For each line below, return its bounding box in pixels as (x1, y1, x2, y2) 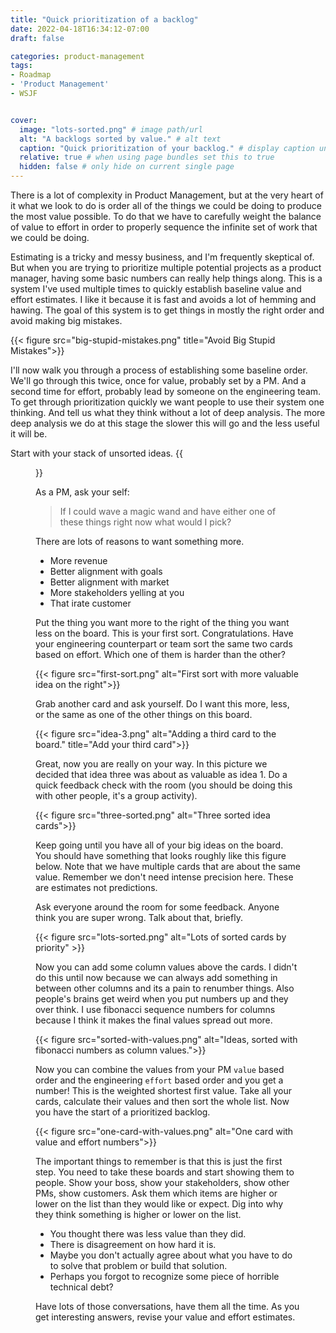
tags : (10, 61, 33, 71)
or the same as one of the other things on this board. (35, 709, 253, 720)
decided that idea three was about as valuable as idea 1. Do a (35, 769, 288, 780)
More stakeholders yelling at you (49, 587, 185, 598)
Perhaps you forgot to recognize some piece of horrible (49, 1271, 280, 1282)
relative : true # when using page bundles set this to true (19, 152, 275, 163)
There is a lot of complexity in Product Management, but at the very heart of (10, 189, 324, 201)
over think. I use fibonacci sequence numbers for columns (35, 1004, 276, 1015)
